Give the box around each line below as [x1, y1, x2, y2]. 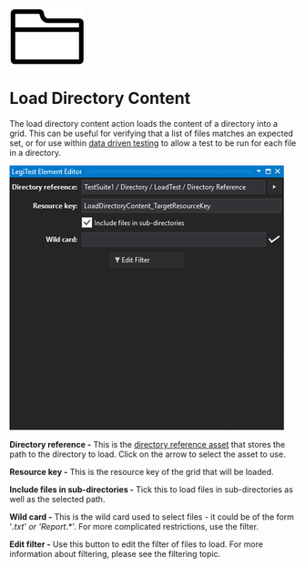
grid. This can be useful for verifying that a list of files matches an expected [9, 128, 294, 139]
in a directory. [9, 147, 62, 158]
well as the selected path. [9, 493, 106, 504]
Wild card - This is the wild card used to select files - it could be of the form [9, 511, 294, 522]
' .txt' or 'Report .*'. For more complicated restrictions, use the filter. [9, 521, 259, 532]
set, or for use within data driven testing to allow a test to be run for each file [9, 137, 297, 149]
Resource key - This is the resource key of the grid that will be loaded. [9, 466, 275, 477]
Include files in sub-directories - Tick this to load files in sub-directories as [9, 483, 294, 495]
